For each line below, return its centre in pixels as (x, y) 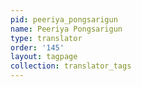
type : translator (46, 38)
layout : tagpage (44, 57)
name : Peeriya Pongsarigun (66, 29)
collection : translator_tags (71, 66)
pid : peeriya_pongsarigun (64, 19)
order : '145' (37, 47)
